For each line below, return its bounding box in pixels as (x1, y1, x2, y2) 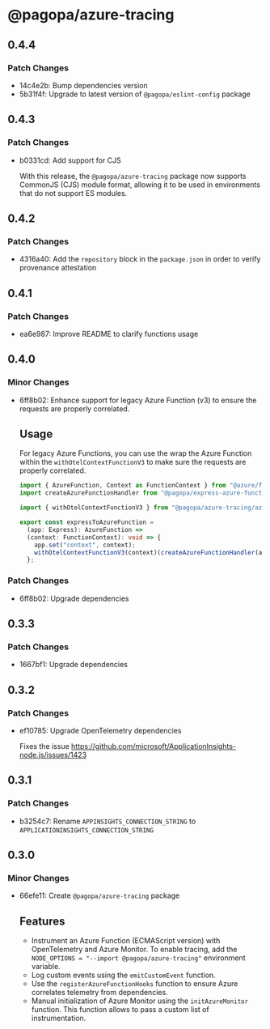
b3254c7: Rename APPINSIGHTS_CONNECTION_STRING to (19, 816, 196, 826)
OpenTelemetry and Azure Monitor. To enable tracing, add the (31, 945, 238, 955)
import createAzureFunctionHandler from (19, 489, 158, 497)
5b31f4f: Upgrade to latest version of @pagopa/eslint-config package (19, 89, 251, 99)
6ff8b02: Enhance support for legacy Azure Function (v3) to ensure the (19, 395, 257, 405)
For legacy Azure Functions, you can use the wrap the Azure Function (19, 449, 252, 458)
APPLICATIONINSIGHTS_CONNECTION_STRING (19, 826, 154, 835)
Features (19, 914, 65, 928)
